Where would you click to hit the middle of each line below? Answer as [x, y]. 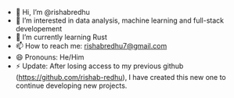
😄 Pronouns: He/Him [50, 57]
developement [39, 29]
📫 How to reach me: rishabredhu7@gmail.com [91, 46]
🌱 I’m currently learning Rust [61, 37]
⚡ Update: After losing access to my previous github [99, 66]
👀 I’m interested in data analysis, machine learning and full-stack [120, 20]
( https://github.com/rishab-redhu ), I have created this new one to [121, 77]
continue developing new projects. [71, 85]
